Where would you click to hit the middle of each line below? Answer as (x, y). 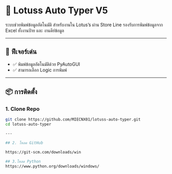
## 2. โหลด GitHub (24, 143)
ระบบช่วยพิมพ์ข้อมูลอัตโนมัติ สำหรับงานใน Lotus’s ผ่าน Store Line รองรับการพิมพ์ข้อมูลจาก (84, 25)
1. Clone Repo (23, 109)
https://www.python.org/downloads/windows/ (52, 166)
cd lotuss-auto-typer (28, 124)
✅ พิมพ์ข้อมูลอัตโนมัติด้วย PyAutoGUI (46, 64)
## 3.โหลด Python (23, 161)
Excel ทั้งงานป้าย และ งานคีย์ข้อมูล (35, 30)
